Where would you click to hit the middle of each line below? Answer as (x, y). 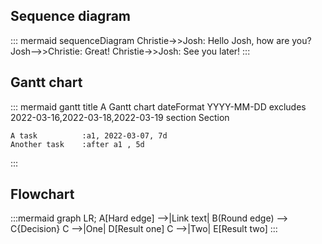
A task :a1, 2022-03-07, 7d (89, 135)
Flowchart (42, 194)
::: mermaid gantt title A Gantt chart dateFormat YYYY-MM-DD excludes (158, 106)
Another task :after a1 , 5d (77, 144)
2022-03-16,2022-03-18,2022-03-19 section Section (120, 117)
